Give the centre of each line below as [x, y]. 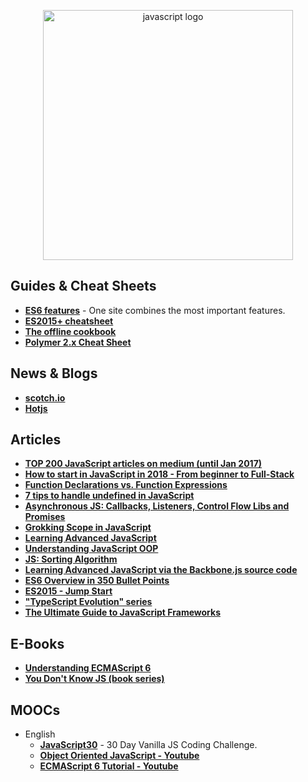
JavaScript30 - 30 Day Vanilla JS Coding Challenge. [148, 745]
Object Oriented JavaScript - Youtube [119, 756]
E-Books [37, 643]
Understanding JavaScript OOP [91, 549]
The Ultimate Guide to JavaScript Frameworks [122, 612]
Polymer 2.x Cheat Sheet [78, 342]
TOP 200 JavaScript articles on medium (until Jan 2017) [143, 464]
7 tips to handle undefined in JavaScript [109, 496]
